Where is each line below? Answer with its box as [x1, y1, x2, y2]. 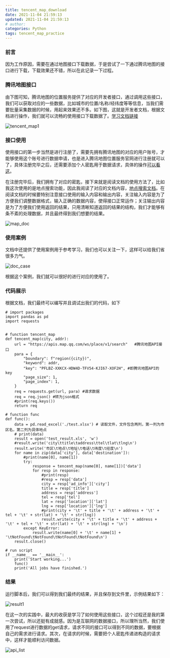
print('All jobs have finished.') [14, 566, 87, 571]
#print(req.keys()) [14, 399, 56, 404]
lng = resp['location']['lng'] [41, 504, 108, 509]
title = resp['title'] [41, 486, 90, 491]
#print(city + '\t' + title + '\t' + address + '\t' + [41, 508, 159, 513]
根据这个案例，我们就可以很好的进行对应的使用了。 [5, 274, 112, 280]
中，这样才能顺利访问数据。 [5, 637, 63, 643]
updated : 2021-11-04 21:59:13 [5, 17, 69, 22]
